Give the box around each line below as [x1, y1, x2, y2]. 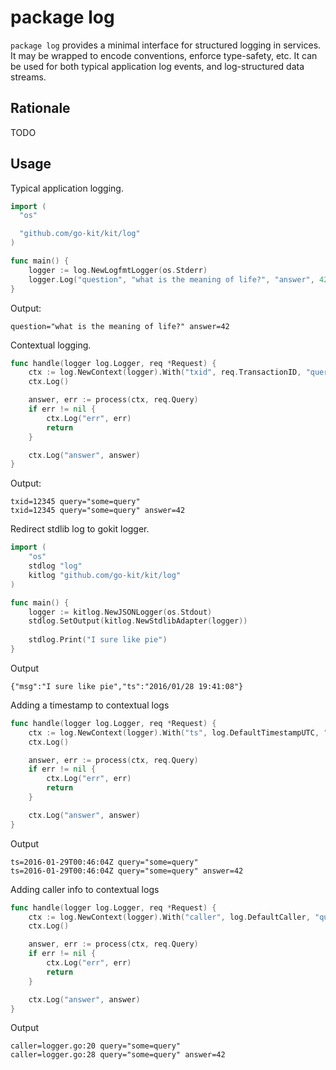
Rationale [10, 100, 71, 117]
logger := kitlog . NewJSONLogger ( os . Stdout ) [28, 607, 213, 617]
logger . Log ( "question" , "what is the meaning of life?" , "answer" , [28, 274, 315, 285]
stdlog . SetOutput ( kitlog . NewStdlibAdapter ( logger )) [28, 616, 248, 626]
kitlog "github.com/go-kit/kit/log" [28, 570, 182, 580]
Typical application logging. [10, 182, 124, 194]
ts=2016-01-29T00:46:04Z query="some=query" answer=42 [10, 866, 244, 876]
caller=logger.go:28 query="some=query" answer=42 [10, 1050, 226, 1060]
